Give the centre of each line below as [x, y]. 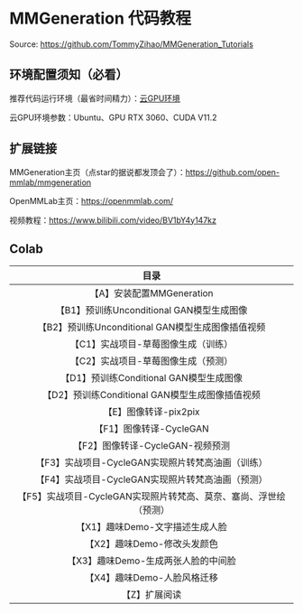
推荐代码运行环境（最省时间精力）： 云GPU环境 [95, 98]
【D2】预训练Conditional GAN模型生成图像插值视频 [151, 395]
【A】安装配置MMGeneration [151, 293]
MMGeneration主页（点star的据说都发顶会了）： [98, 172]
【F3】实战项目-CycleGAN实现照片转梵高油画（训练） [151, 463]
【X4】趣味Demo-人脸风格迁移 [151, 578]
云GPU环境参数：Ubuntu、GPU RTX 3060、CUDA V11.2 [113, 117]
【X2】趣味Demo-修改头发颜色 [151, 544]
